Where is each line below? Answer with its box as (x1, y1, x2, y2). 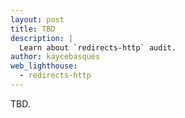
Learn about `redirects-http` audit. (19, 42, 177, 53)
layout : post (10, 14, 65, 25)
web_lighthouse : (10, 61, 78, 71)
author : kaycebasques (10, 52, 101, 62)
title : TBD (10, 24, 56, 34)
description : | (10, 33, 74, 43)
